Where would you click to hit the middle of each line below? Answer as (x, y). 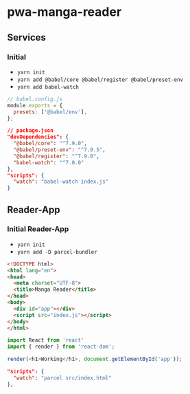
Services (27, 37)
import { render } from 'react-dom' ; (61, 347)
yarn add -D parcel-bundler (57, 252)
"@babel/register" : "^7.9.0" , (56, 156)
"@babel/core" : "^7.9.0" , (50, 144)
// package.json (30, 131)
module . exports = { (35, 105)
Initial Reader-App (38, 229)
